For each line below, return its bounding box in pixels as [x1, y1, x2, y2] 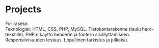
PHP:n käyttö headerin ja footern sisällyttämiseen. [25, 31, 130, 37]
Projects [5, 4, 42, 15]
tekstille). [5, 31, 24, 37]
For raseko [5, 20, 28, 27]
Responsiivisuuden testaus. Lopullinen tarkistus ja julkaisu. [5, 37, 128, 43]
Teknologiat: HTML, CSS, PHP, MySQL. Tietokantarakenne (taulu [5, 26, 141, 32]
